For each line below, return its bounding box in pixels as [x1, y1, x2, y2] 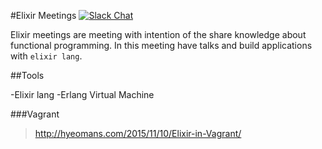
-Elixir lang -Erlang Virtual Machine [10, 89, 155, 100]
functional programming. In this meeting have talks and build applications [10, 40, 313, 51]
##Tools [10, 70, 45, 81]
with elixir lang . [10, 50, 83, 62]
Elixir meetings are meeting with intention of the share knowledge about [10, 29, 307, 40]
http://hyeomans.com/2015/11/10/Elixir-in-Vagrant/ [34, 128, 242, 139]
